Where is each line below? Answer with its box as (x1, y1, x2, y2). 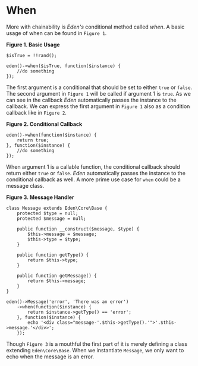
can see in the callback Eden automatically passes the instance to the (6, 96, 177, 103)
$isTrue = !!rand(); (6, 52, 58, 58)
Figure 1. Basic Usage (6, 41, 61, 48)
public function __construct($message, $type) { (17, 226, 140, 232)
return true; (17, 137, 49, 143)
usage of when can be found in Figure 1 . (6, 29, 107, 36)
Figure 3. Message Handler (6, 194, 74, 201)
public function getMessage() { (17, 273, 97, 279)
